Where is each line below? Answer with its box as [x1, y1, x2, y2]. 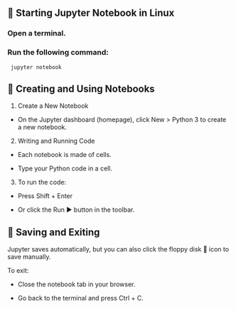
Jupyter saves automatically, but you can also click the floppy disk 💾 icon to [7, 245, 230, 254]
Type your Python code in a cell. [17, 164, 112, 173]
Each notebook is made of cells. [17, 151, 112, 159]
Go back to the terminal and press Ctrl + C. [17, 294, 144, 303]
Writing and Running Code [17, 136, 95, 146]
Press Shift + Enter [17, 192, 73, 200]
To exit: [7, 266, 29, 275]
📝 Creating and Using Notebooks [7, 83, 155, 94]
